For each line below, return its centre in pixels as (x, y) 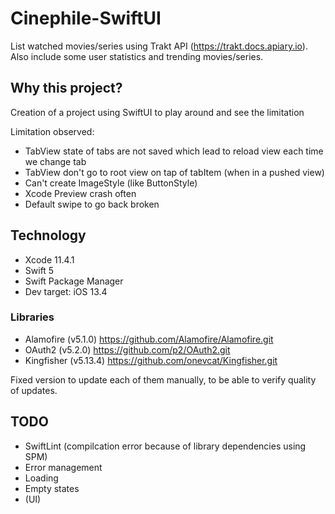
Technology (48, 235)
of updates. (34, 390)
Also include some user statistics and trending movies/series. (137, 56)
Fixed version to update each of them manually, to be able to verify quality (163, 379)
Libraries (32, 317)
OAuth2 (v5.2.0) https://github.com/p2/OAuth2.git (127, 349)
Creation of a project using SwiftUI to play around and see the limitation (157, 112)
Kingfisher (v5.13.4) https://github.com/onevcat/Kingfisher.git (151, 360)
